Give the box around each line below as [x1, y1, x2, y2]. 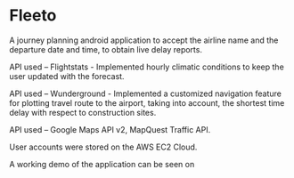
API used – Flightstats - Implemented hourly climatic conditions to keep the [9, 61, 285, 72]
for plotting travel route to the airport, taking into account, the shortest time [9, 97, 285, 108]
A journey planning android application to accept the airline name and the [9, 35, 279, 45]
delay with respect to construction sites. [9, 107, 157, 117]
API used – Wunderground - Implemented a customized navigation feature [9, 88, 282, 99]
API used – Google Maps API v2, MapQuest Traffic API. [9, 124, 211, 134]
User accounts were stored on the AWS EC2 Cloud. [9, 142, 198, 152]
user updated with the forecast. [9, 70, 125, 81]
